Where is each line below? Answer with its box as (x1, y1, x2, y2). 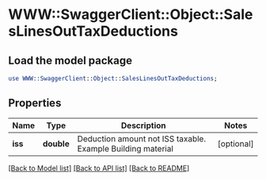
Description (121, 120, 166, 131)
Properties (8, 96, 62, 110)
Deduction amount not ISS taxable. (77, 133, 207, 144)
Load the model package (8, 54, 133, 67)
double (42, 138, 70, 149)
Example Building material (77, 143, 174, 154)
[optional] (217, 138, 254, 149)
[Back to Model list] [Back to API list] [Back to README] (8, 163, 190, 173)
